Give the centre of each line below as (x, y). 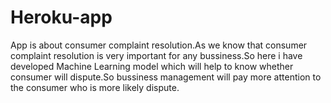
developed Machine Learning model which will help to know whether (152, 66)
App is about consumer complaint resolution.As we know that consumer (159, 45)
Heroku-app (61, 17)
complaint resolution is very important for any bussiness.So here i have (156, 55)
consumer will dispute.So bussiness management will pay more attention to (166, 77)
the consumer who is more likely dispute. (95, 87)
